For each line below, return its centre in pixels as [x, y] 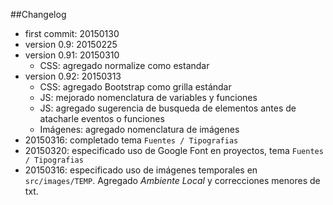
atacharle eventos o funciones [102, 118]
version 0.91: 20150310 [72, 55]
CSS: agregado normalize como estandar [124, 65]
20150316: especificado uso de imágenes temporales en [141, 170]
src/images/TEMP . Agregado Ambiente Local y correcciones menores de [172, 180]
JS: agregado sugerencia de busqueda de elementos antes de [168, 108]
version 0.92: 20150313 [73, 76]
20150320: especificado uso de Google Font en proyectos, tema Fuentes [174, 150]
